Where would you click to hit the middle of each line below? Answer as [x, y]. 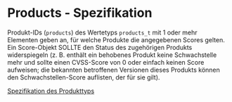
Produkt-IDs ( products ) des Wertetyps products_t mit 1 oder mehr [102, 32]
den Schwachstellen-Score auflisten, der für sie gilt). [84, 77]
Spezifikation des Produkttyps [51, 91]
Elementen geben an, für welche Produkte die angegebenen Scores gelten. [116, 39]
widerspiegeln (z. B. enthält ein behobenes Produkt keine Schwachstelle [112, 55]
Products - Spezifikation [80, 13]
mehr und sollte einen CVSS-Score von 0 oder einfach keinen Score [106, 62]
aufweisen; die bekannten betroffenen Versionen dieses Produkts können [114, 70]
